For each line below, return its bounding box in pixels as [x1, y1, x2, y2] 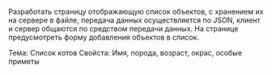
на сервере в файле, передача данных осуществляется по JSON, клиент [8, 15, 261, 25]
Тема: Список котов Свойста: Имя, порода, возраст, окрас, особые [8, 48, 243, 57]
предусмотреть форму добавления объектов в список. [8, 32, 200, 42]
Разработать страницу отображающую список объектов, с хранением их [8, 7, 264, 16]
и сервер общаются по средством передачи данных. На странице [8, 24, 239, 33]
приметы [8, 56, 40, 66]
